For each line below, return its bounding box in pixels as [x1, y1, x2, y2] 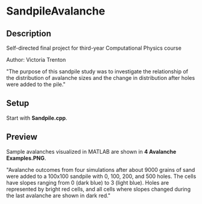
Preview [6, 132, 38, 142]
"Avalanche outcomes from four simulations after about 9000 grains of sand [6, 166, 195, 173]
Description [6, 28, 51, 39]
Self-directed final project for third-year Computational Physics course [6, 44, 182, 51]
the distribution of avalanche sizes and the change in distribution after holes [6, 74, 195, 81]
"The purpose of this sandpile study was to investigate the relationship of [6, 68, 189, 75]
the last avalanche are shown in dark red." [6, 192, 111, 199]
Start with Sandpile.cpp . [6, 114, 68, 122]
